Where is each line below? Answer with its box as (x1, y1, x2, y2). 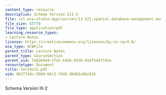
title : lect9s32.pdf (5, 67, 48, 72)
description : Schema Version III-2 (5, 12, 79, 17)
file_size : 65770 (5, 21, 41, 26)
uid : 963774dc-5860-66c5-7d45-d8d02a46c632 (5, 72, 96, 77)
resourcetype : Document (5, 62, 54, 67)
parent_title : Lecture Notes (5, 48, 65, 53)
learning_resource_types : (5, 30, 58, 35)
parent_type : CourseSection (5, 53, 63, 58)
